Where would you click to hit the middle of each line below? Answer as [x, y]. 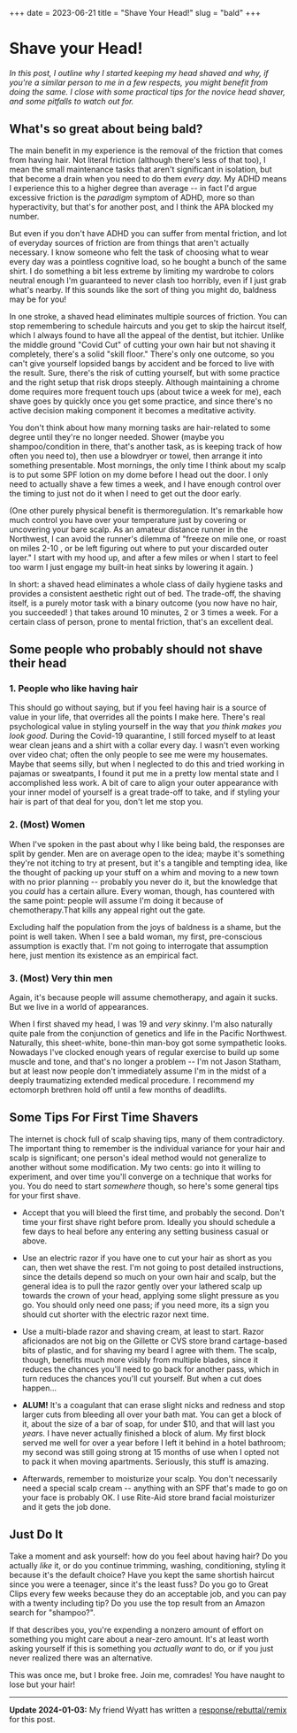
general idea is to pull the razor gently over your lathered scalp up [142, 1286]
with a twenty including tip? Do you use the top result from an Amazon [137, 1603]
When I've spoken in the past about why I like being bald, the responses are [147, 843]
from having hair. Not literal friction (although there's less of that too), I [137, 159]
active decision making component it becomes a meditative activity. [133, 410]
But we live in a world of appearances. [79, 1007]
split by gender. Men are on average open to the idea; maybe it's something [147, 853]
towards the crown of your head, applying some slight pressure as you [151, 1295]
